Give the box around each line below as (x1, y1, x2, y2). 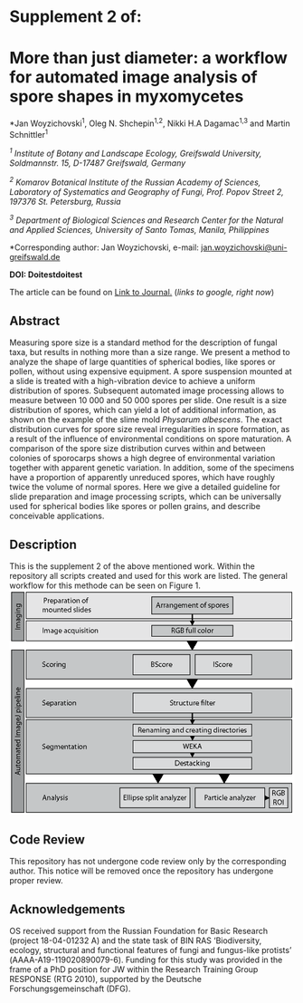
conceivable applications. (9, 510, 105, 522)
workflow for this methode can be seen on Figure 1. (9, 580, 201, 591)
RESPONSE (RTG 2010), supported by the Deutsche (9, 974, 202, 985)
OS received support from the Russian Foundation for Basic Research (9, 926, 269, 937)
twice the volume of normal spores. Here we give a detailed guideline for (9, 482, 280, 493)
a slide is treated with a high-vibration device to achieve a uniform (9, 376, 256, 387)
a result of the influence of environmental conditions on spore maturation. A (9, 433, 292, 445)
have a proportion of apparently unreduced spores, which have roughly (9, 472, 276, 483)
